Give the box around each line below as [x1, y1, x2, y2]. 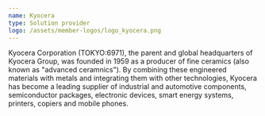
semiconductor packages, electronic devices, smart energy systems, [8, 91, 234, 100]
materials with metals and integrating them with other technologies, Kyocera [8, 73, 258, 83]
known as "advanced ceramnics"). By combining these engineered [8, 65, 228, 75]
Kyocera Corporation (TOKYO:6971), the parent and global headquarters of [8, 48, 253, 58]
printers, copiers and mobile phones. [8, 99, 129, 108]
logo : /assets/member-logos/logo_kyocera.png [8, 26, 161, 34]
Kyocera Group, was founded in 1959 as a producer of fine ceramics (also [8, 56, 250, 66]
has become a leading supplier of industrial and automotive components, [8, 82, 248, 91]
